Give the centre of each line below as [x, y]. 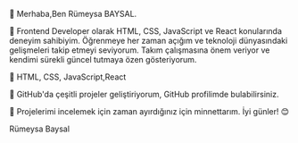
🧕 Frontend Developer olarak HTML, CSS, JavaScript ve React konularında [146, 31]
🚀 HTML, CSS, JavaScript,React [68, 77]
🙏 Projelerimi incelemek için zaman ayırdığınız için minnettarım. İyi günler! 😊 [149, 111]
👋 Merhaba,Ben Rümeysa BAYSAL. [73, 14]
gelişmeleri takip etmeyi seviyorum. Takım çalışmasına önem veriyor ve [140, 50]
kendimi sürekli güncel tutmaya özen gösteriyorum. [103, 59]
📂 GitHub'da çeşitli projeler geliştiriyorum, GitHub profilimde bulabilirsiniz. [144, 94]
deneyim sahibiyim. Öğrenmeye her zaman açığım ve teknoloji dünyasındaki [149, 41]
